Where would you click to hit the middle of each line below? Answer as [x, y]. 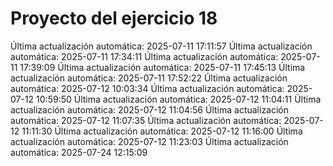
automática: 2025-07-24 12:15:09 [79, 152]
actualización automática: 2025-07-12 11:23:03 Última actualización [149, 141]
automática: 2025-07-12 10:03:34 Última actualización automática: [147, 88]
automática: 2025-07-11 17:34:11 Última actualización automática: [144, 56]
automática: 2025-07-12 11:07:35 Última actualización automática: [146, 120]
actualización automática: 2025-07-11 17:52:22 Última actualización [149, 78]
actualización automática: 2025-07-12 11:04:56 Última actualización [150, 109]
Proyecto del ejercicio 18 [114, 18]
